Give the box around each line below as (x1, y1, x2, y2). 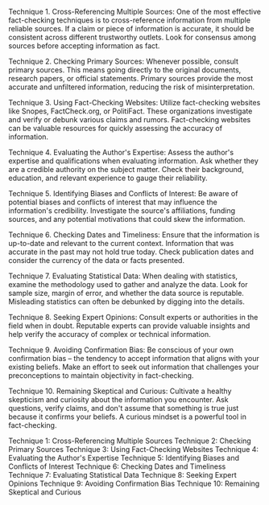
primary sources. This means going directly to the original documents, (8, 65, 242, 75)
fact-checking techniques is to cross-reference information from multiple (8, 15, 251, 25)
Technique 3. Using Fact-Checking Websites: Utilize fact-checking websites (8, 98, 261, 107)
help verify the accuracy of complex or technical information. (8, 330, 211, 339)
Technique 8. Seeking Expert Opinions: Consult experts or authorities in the (8, 313, 259, 322)
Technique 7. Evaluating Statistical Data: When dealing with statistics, (8, 271, 238, 281)
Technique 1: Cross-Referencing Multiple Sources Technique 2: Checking (8, 436, 251, 445)
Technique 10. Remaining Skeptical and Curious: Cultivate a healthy (8, 386, 232, 396)
